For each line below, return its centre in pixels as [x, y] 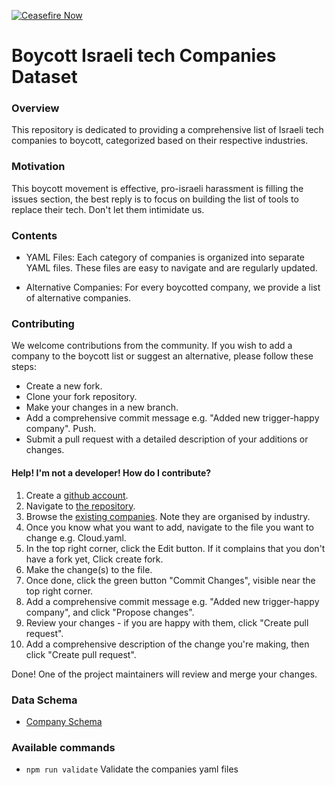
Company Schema [64, 721]
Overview [35, 108]
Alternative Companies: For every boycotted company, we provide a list [173, 287]
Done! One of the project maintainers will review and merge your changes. [164, 674]
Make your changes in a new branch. [102, 407]
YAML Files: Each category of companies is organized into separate [165, 257]
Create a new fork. [64, 386]
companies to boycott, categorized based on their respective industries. [160, 141]
